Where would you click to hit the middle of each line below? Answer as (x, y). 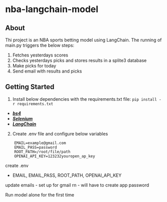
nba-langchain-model (52, 9)
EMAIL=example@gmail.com (40, 143)
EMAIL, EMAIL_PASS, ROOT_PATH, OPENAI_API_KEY (67, 175)
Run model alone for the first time (40, 194)
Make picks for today (34, 66)
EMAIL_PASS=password (36, 147)
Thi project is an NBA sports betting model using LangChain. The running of (83, 40)
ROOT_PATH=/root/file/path (42, 152)
